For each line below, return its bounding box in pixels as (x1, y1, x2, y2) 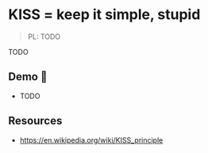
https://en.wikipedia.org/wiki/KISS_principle (19, 135, 164, 144)
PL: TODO (27, 32, 61, 41)
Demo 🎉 (8, 70, 48, 84)
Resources (8, 114, 63, 128)
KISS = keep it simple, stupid (8, 6, 201, 24)
